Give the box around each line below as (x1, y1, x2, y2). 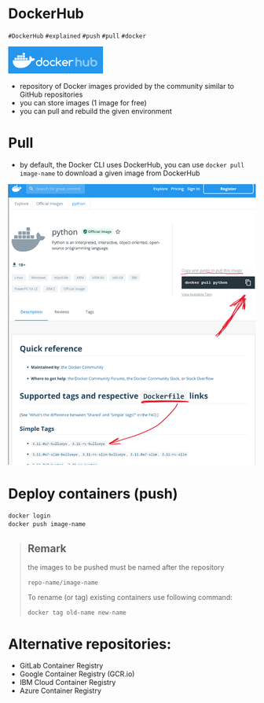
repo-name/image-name (27, 579, 98, 587)
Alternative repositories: (8, 635, 171, 653)
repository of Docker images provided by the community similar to (19, 81, 234, 90)
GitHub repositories (19, 90, 83, 99)
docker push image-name (8, 520, 86, 528)
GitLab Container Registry (19, 661, 104, 671)
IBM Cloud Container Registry (19, 678, 116, 687)
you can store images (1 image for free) (19, 98, 147, 107)
